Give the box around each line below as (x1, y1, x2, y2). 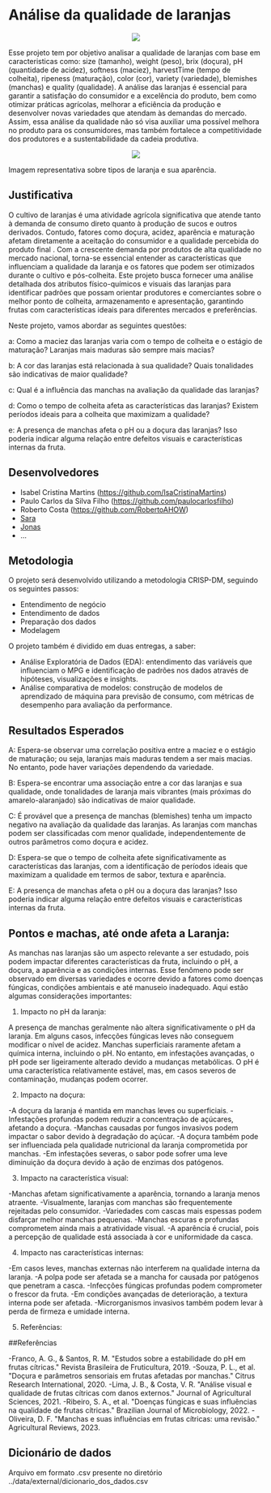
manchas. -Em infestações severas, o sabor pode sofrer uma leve (8, 1149, 228, 1158)
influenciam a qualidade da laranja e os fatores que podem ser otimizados (8, 261, 255, 271)
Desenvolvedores (8, 466, 100, 480)
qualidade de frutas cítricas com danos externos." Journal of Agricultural (8, 1388, 252, 1397)
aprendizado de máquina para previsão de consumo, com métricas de (19, 691, 255, 701)
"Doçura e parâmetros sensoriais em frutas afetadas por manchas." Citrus (8, 1371, 256, 1380)
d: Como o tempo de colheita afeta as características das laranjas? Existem (8, 400, 259, 411)
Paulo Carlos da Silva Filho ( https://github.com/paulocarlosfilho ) (19, 496, 235, 506)
